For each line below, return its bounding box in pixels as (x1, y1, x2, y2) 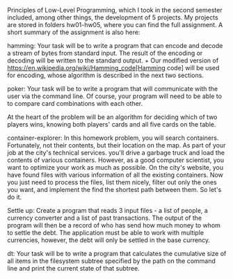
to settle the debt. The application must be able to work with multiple (7, 229, 204, 237)
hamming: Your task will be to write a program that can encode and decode (7, 42, 223, 49)
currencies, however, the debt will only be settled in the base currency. (7, 236, 211, 244)
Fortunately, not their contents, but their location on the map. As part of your (7, 141, 226, 149)
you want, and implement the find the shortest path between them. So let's (7, 186, 222, 193)
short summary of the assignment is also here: (7, 28, 140, 36)
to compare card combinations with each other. (7, 99, 143, 107)
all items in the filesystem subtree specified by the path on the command (7, 257, 216, 265)
